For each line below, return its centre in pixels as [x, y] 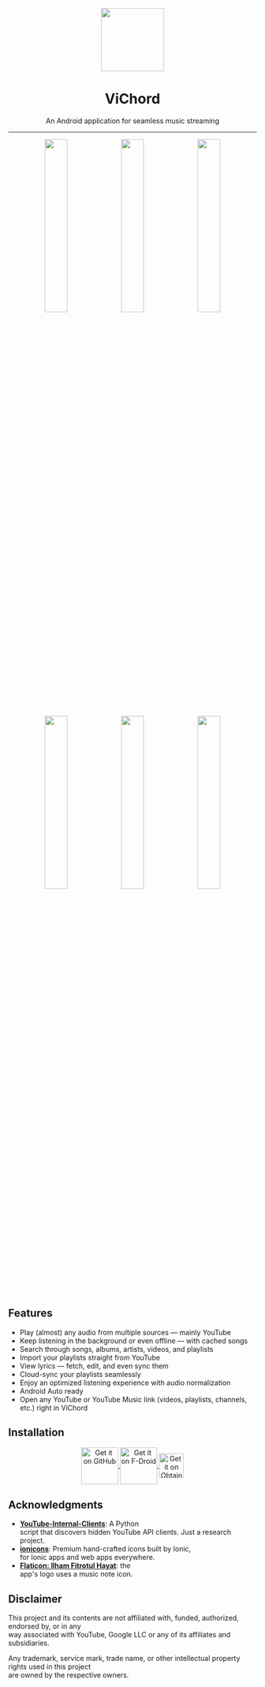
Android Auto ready [52, 1390]
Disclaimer [35, 1599]
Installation [36, 1433]
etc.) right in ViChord [54, 1408]
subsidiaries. [29, 1643]
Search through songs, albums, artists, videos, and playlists [116, 1349]
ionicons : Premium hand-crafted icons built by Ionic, [105, 1549]
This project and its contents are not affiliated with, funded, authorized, [123, 1618]
